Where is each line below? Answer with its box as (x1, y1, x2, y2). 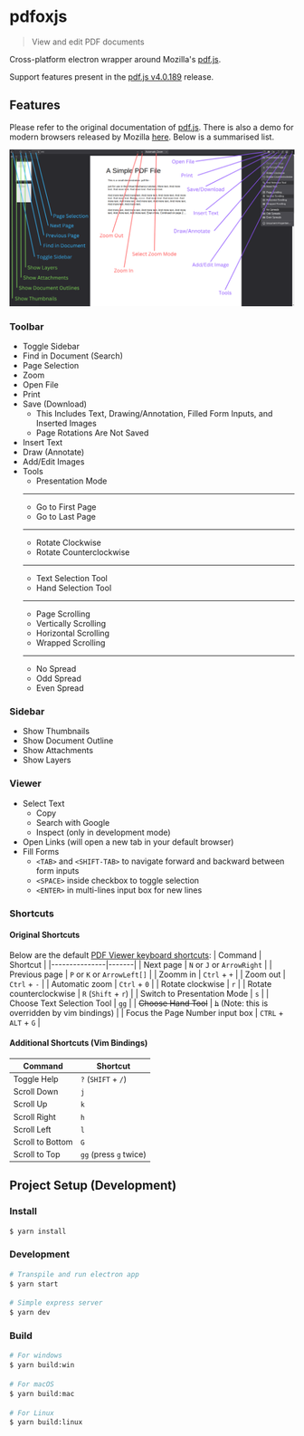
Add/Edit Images (22, 456, 85, 467)
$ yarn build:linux (9, 1418, 83, 1427)
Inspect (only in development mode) (35, 827, 171, 838)
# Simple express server (9, 1298, 103, 1307)
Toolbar (9, 320, 44, 332)
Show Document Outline (22, 735, 114, 746)
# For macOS (9, 1379, 54, 1389)
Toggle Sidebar (22, 341, 80, 352)
